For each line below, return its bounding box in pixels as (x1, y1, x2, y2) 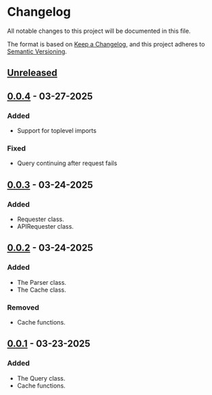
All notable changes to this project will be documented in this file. (7, 27, 191, 35)
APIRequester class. (16, 222, 74, 230)
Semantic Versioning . (7, 47, 67, 55)
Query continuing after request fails (16, 159, 118, 168)
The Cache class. (16, 285, 66, 294)
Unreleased (7, 67, 58, 79)
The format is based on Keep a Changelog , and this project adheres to (7, 40, 205, 48)
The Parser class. (16, 278, 67, 286)
